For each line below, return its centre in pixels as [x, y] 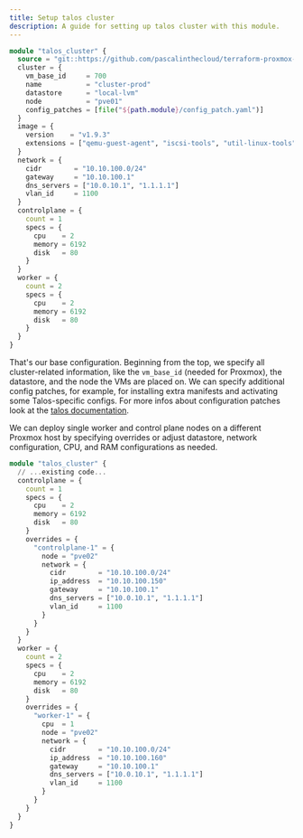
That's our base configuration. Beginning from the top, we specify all [137, 362]
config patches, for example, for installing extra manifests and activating [143, 391]
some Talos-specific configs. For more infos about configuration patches [145, 400]
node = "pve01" [74, 101]
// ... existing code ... [62, 472]
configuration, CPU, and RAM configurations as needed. [114, 447]
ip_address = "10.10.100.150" [108, 581]
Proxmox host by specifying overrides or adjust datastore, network [133, 438]
